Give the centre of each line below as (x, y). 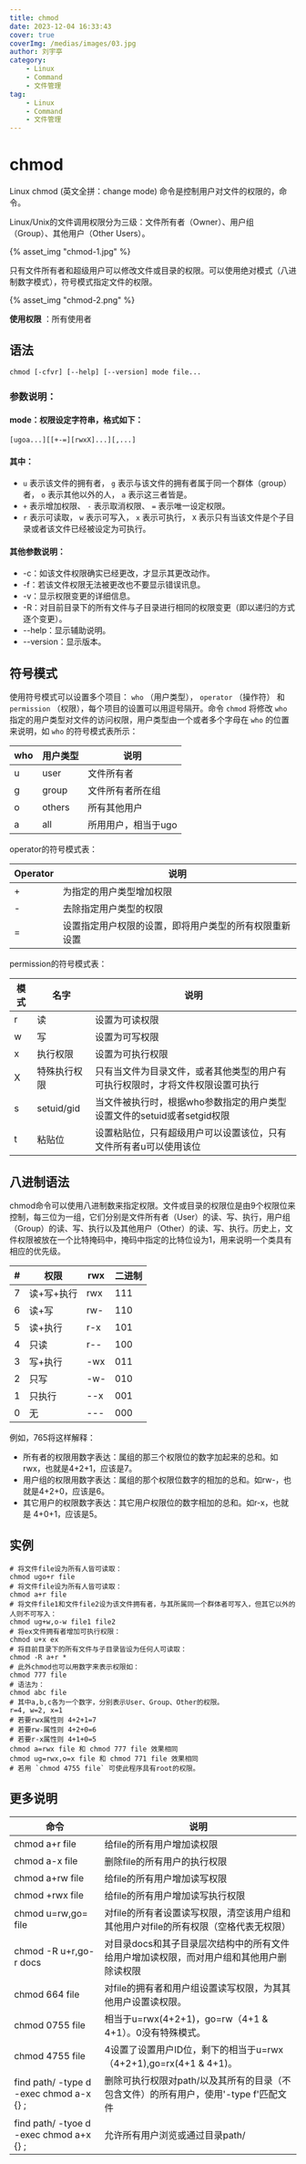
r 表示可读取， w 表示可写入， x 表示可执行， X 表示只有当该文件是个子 (154, 517)
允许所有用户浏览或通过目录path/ (175, 2135)
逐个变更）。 (45, 619)
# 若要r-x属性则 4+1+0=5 (53, 1739)
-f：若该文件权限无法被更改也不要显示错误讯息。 (114, 585)
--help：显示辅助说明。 (66, 630)
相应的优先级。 (37, 1252)
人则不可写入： (33, 1614)
